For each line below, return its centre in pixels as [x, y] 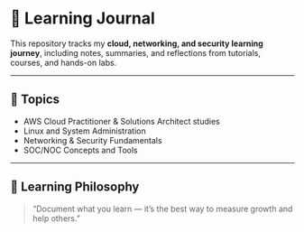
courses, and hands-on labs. [64, 62]
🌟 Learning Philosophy [75, 187]
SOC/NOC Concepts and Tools [80, 150]
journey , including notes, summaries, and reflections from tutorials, [135, 52]
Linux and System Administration [85, 131]
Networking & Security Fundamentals [92, 140]
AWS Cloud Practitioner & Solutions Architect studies [121, 121]
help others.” [56, 218]
